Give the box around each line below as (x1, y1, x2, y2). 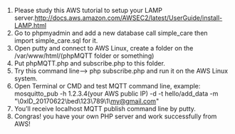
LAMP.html (14, 21, 47, 29)
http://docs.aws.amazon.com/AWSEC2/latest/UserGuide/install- (34, 14, 223, 22)
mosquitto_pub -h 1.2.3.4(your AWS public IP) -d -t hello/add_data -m (14, 89, 219, 98)
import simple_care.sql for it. (14, 36, 98, 45)
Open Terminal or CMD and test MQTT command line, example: (14, 82, 201, 90)
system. (14, 74, 38, 83)
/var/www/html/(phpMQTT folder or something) (14, 51, 155, 60)
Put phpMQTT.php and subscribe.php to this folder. (14, 59, 166, 67)
